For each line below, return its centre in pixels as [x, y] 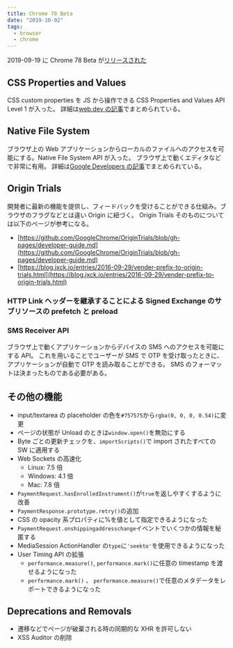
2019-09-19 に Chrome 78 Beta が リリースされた [77, 61]
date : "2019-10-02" [35, 20]
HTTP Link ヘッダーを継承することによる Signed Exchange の [111, 301]
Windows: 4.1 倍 [50, 476]
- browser [27, 33]
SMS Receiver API [38, 331]
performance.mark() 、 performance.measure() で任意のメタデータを [124, 580]
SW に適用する [39, 450]
